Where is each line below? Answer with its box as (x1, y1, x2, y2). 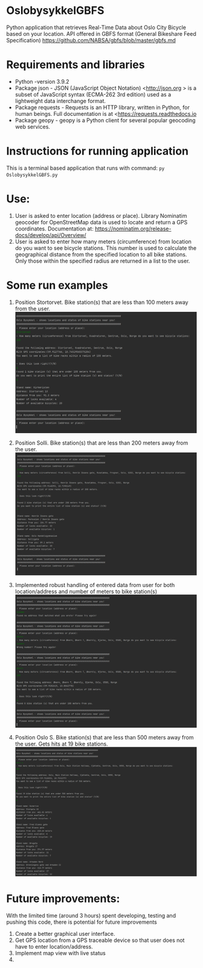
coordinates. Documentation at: (14, 225, 94, 232)
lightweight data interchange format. (14, 97, 106, 104)
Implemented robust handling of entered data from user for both (14, 582, 175, 589)
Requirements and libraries (6, 58, 145, 72)
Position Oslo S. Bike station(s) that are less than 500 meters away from (14, 733, 194, 741)
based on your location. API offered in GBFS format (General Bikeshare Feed (6, 30, 196, 37)
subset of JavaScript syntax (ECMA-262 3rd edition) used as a (14, 90, 172, 98)
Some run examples (6, 278, 108, 292)
